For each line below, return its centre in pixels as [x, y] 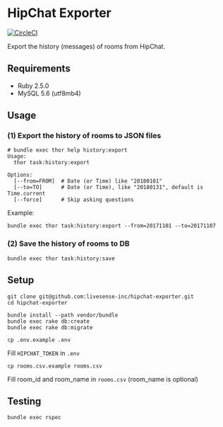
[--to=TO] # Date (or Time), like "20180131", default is [108, 188]
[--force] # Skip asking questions [74, 200]
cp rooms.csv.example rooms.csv [55, 366]
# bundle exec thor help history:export [68, 150]
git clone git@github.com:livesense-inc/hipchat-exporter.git [101, 296]
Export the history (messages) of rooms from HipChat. [86, 46]
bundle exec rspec [34, 418]
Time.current [26, 194]
